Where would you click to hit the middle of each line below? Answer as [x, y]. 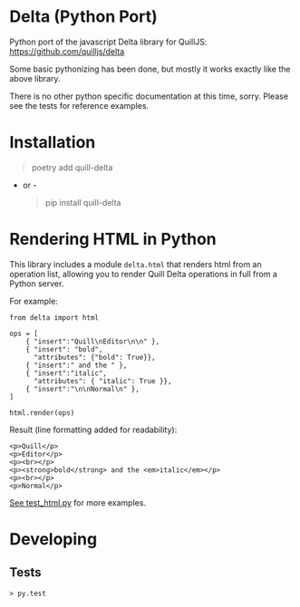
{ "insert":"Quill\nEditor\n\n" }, [93, 342]
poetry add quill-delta [72, 167]
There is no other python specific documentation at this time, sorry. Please [149, 96]
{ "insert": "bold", [64, 349]
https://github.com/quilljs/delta [67, 51]
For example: [34, 301]
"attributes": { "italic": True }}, [102, 381]
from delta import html [54, 318]
